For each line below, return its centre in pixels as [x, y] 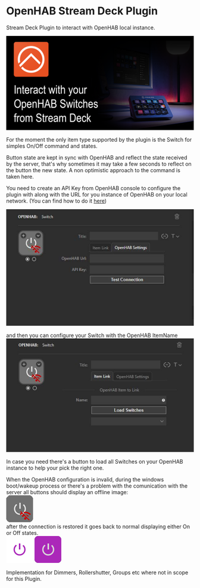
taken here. [20, 176]
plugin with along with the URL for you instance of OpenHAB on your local [97, 194]
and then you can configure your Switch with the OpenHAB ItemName [92, 335]
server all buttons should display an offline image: [67, 492]
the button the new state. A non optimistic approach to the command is [93, 170]
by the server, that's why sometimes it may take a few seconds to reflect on [99, 164]
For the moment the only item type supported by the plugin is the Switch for [99, 139]
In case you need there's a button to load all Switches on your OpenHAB [95, 461]
